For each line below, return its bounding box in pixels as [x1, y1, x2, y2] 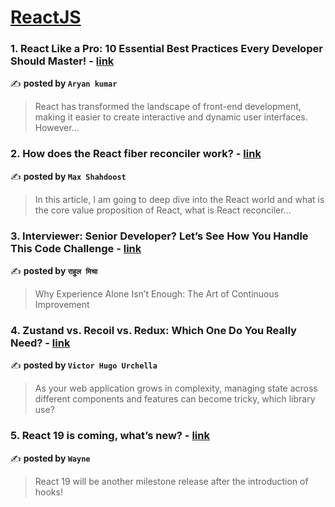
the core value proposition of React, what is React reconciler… [34, 204, 292, 216]
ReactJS [10, 6, 82, 29]
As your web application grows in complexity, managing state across [34, 382, 318, 395]
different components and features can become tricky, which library [34, 393, 316, 405]
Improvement [34, 299, 90, 311]
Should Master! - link [10, 54, 115, 68]
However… [34, 122, 80, 134]
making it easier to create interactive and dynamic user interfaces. [34, 111, 308, 123]
